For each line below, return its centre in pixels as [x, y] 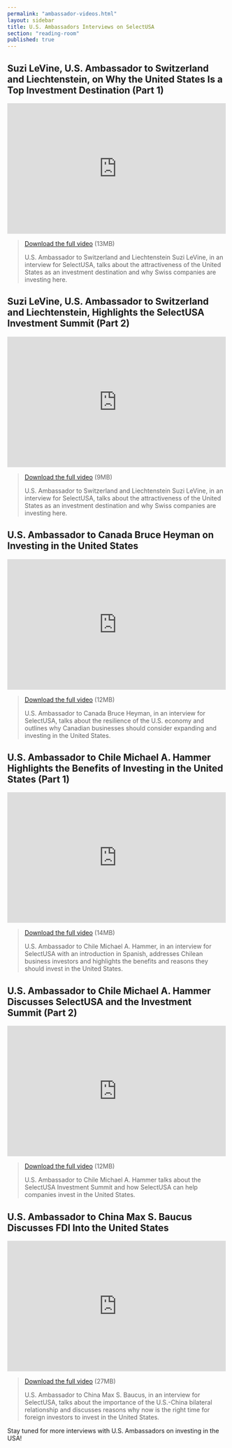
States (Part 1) [38, 779]
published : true [31, 40]
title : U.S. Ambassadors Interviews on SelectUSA [81, 27]
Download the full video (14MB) [70, 933]
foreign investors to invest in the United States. [92, 1417]
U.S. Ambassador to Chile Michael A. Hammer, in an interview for [118, 946]
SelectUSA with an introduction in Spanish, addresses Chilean [114, 954]
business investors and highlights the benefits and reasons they [116, 962]
